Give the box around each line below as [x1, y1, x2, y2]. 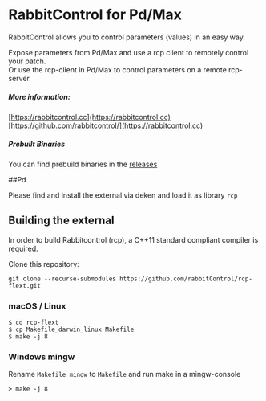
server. [8, 73, 32, 83]
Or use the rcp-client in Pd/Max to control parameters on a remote [8, 64, 227, 74]
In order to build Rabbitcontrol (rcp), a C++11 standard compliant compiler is [8, 235, 259, 244]
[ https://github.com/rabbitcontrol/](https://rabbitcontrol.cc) [8, 121, 204, 130]
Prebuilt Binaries [8, 139, 66, 149]
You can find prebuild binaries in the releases [8, 159, 158, 169]
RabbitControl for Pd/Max [8, 6, 183, 24]
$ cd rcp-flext [8, 318, 59, 326]
